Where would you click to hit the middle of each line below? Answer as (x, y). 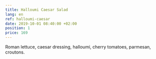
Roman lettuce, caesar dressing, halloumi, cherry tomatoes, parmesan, (78, 47)
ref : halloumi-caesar (28, 19)
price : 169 (16, 33)
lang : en (14, 14)
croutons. (15, 52)
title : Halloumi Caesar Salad (37, 10)
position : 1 (17, 28)
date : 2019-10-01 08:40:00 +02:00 (41, 24)
